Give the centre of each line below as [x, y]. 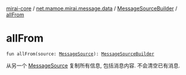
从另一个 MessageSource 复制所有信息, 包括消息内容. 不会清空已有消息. [93, 65]
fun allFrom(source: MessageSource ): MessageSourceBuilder [80, 54]
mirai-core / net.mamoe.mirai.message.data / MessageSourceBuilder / [92, 8]
